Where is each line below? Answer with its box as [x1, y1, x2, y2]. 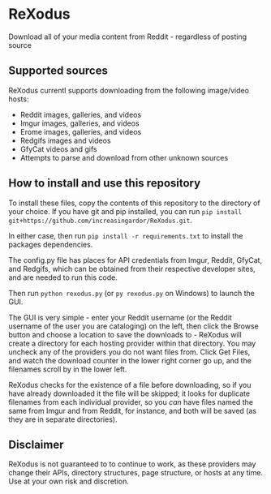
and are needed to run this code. [8, 273, 118, 282]
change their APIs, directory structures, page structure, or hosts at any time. [8, 468, 264, 478]
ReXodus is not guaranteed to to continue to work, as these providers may [8, 459, 256, 469]
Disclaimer [8, 437, 64, 451]
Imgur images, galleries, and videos [19, 118, 140, 128]
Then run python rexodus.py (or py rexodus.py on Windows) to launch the [8, 288, 256, 298]
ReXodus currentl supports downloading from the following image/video [8, 85, 250, 95]
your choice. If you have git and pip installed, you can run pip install [8, 206, 242, 216]
